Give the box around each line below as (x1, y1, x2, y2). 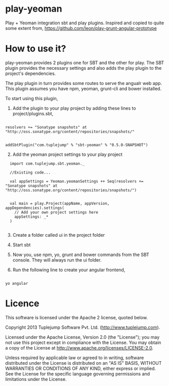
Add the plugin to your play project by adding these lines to (12, 105, 136, 111)
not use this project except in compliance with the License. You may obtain (5, 339, 161, 346)
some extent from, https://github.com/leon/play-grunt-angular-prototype (5, 25, 157, 31)
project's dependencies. (5, 70, 56, 76)
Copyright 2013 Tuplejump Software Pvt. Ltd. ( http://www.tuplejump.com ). (5, 324, 160, 330)
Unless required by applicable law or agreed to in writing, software (5, 355, 144, 361)
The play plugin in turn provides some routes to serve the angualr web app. (5, 80, 162, 86)
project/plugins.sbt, (12, 110, 54, 116)
